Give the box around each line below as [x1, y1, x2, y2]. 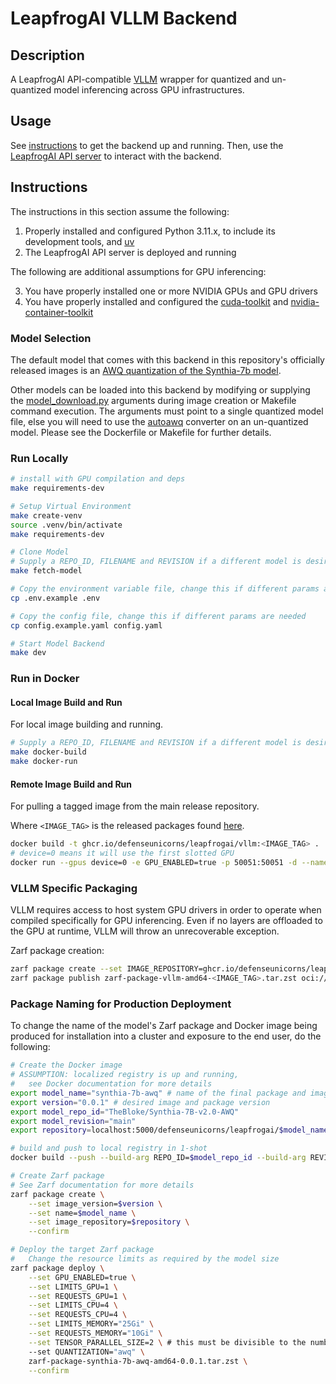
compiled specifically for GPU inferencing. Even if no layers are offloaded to [10, 915, 323, 927]
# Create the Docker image [10, 1060, 123, 1071]
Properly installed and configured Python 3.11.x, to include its [24, 225, 276, 237]
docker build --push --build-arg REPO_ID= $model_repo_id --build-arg [10, 1153, 307, 1163]
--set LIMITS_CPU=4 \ [28, 1300, 118, 1311]
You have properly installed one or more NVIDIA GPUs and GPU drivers [24, 285, 318, 297]
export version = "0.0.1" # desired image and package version [10, 1097, 271, 1107]
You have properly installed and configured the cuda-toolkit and [24, 295, 289, 307]
